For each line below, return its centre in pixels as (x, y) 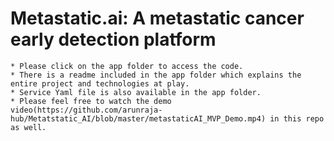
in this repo (297, 118)
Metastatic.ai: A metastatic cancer (157, 18)
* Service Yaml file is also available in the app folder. (136, 92)
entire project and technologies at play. (100, 83)
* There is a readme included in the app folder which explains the (156, 75)
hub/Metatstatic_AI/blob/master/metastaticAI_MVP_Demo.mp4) (138, 118)
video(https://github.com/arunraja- (86, 110)
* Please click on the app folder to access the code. (127, 66)
